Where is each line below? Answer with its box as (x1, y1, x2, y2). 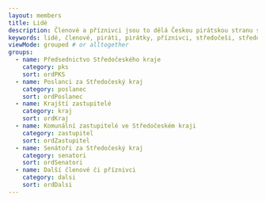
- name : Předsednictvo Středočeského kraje (15, 56, 161, 64)
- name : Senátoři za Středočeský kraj (15, 144, 144, 152)
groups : (8, 48, 34, 56)
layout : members (8, 11, 62, 20)
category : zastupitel (22, 129, 93, 137)
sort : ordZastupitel (22, 136, 90, 145)
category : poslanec (22, 85, 87, 93)
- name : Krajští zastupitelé (15, 100, 112, 108)
